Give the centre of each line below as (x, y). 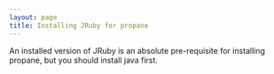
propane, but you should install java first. (83, 60)
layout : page (33, 17)
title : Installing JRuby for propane (79, 26)
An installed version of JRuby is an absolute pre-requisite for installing (137, 50)
